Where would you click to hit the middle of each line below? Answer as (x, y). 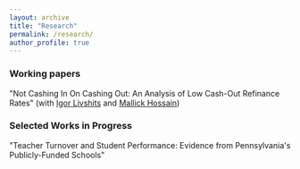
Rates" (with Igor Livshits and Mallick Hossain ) (95, 103)
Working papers (45, 74)
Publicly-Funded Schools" (57, 155)
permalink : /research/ (51, 34)
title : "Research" (43, 26)
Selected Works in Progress (71, 126)
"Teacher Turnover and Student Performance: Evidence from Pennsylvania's (150, 145)
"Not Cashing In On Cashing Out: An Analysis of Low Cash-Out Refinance (145, 93)
